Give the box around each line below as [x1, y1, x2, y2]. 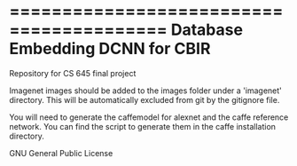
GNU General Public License [9, 147, 113, 158]
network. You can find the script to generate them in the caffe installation [9, 121, 277, 131]
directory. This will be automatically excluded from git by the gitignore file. [9, 94, 280, 105]
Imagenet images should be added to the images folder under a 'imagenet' [9, 85, 282, 96]
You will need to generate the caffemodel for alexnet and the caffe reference [9, 112, 289, 123]
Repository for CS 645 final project [9, 67, 137, 78]
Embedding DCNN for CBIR [9, 39, 211, 59]
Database [170, 20, 244, 40]
